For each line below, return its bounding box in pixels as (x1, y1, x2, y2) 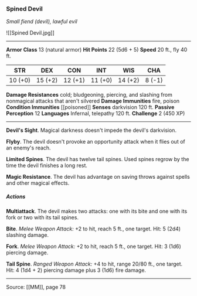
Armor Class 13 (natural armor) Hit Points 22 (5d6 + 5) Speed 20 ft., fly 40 (6, 46, 188, 53)
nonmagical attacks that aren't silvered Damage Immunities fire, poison (6, 97, 180, 104)
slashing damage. (6, 232, 49, 239)
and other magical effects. (6, 179, 70, 186)
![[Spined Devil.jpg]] (6, 29, 55, 36)
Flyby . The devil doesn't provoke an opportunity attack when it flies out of (6, 138, 186, 145)
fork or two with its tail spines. (6, 214, 79, 221)
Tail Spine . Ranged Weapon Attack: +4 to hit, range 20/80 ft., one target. (6, 260, 183, 268)
